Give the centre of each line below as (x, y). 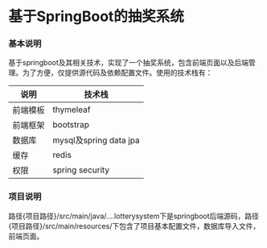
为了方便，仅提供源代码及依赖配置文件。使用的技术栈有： (117, 72)
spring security (81, 170)
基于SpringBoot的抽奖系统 (97, 17)
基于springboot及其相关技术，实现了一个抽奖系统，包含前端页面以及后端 (129, 63)
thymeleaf (72, 110)
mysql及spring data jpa (96, 140)
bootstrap (71, 125)
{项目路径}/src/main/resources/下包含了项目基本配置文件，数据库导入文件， (134, 225)
